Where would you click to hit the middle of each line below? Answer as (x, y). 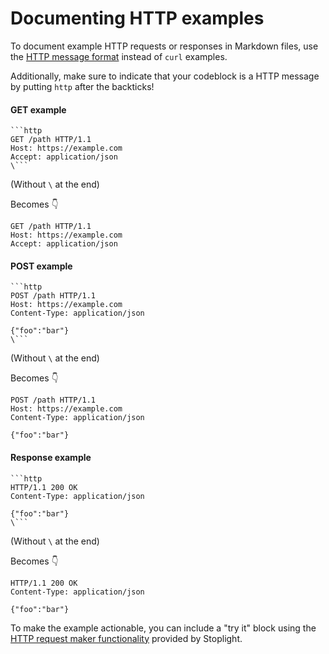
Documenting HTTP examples (137, 18)
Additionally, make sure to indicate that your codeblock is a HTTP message (165, 76)
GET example (38, 109)
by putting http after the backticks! (82, 86)
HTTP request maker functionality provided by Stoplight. (126, 638)
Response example (51, 457)
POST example (41, 266)
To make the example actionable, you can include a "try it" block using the (163, 628)
